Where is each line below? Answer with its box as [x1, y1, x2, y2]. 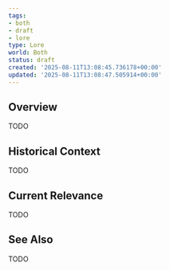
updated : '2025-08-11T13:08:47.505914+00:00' [8, 71, 162, 79]
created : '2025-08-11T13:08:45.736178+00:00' [8, 64, 162, 72]
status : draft [8, 57, 56, 65]
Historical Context [8, 144, 101, 158]
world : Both [8, 49, 48, 57]
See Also [8, 233, 53, 247]
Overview [8, 100, 58, 114]
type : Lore [8, 41, 45, 49]
